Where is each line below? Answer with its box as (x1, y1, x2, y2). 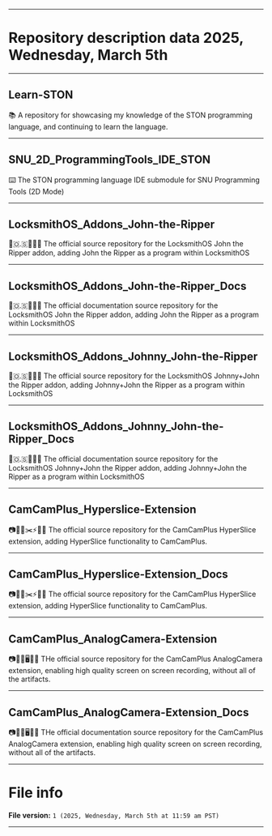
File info (8, 783, 63, 802)
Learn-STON (8, 88, 74, 102)
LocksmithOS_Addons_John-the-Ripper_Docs (8, 279, 247, 292)
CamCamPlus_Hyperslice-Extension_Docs (8, 568, 228, 582)
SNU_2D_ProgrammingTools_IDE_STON (8, 153, 211, 167)
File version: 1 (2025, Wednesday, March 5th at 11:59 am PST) (8, 811, 220, 820)
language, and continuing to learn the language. (8, 122, 168, 131)
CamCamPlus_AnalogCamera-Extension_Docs (8, 706, 249, 719)
